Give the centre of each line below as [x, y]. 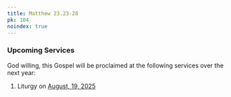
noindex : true [28, 26]
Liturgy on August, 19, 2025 [56, 86]
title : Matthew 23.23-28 [43, 13]
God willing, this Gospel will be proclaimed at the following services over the [115, 65]
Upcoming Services [41, 50]
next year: [21, 72]
